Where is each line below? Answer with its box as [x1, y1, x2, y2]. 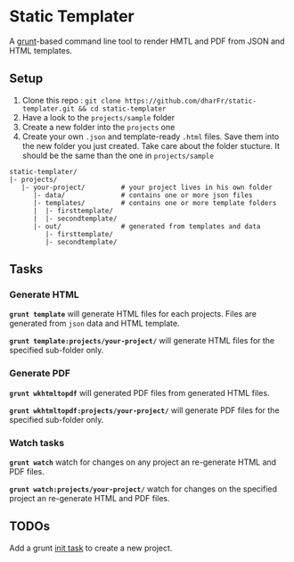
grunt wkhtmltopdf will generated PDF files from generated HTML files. [9, 387, 270, 398]
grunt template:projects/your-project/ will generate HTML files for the [9, 335, 275, 346]
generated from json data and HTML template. [9, 318, 180, 329]
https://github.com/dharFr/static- [124, 96, 257, 105]
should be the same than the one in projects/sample [21, 150, 214, 161]
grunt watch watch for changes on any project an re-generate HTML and [9, 457, 277, 467]
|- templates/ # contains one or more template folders [32, 198, 277, 207]
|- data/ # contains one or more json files [32, 190, 253, 200]
